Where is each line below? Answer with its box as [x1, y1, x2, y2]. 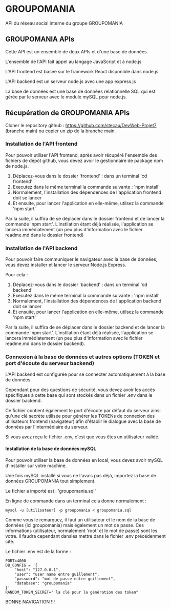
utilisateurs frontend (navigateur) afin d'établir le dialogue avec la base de [5, 418, 161, 424]
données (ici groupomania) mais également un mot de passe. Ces [5, 522, 144, 528]
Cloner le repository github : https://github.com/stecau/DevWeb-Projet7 [5, 122, 157, 128]
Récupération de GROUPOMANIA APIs [5, 109, 130, 117]
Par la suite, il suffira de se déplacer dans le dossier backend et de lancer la [5, 324, 165, 331]
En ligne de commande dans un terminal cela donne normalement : [5, 498, 147, 504]
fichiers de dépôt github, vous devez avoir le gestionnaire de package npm [5, 157, 163, 164]
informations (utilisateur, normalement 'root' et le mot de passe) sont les [5, 527, 158, 534]
